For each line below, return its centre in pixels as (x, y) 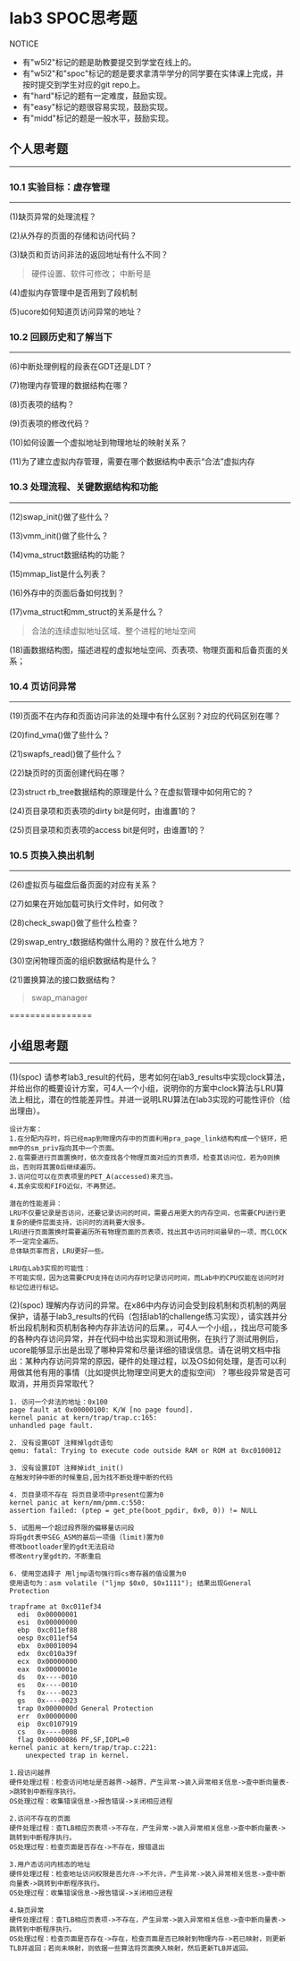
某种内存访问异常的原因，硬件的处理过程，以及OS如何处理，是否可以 (151, 1362)
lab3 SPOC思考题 (73, 18)
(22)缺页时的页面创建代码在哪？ (68, 773)
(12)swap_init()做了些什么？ (60, 516)
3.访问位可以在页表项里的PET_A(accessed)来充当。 (93, 1177)
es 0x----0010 (47, 1685)
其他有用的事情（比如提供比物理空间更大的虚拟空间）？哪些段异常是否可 (158, 1372)
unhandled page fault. (51, 1426)
